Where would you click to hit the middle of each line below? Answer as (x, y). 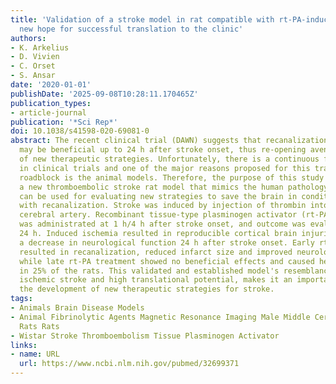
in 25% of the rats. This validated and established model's (149, 271)
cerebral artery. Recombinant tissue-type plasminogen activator (158, 215)
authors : (28, 38)
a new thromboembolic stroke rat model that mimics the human (151, 187)
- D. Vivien (35, 57)
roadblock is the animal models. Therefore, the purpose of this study (172, 177)
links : (24, 345)
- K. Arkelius (40, 47)
